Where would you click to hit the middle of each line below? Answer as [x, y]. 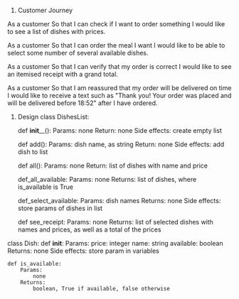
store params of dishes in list [60, 208]
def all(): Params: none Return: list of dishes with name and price [113, 165]
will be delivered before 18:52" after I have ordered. [83, 103]
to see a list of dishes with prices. [57, 32]
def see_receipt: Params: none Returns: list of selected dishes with [115, 222]
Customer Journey [45, 10]
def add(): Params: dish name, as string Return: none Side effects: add [121, 144]
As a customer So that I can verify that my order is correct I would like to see [119, 66]
